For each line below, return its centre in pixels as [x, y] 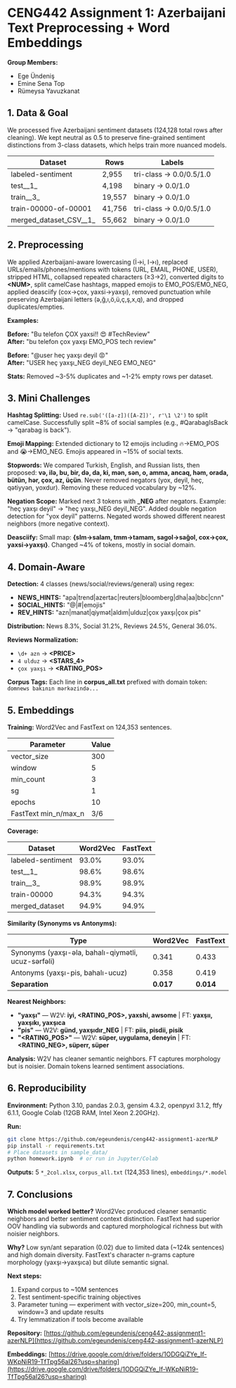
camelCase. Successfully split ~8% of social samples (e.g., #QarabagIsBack [118, 423]
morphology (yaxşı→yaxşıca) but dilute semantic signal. [88, 1262]
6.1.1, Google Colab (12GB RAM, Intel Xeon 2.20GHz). [84, 1112]
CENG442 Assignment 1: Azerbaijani [117, 13]
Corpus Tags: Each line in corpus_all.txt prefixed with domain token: [107, 682]
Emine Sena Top [41, 83]
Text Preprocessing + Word [88, 28]
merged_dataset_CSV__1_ [53, 219]
